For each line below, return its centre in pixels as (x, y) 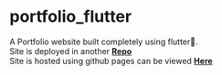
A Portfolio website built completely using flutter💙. (104, 42)
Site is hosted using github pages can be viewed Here (111, 61)
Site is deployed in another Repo (71, 51)
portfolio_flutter (71, 17)
